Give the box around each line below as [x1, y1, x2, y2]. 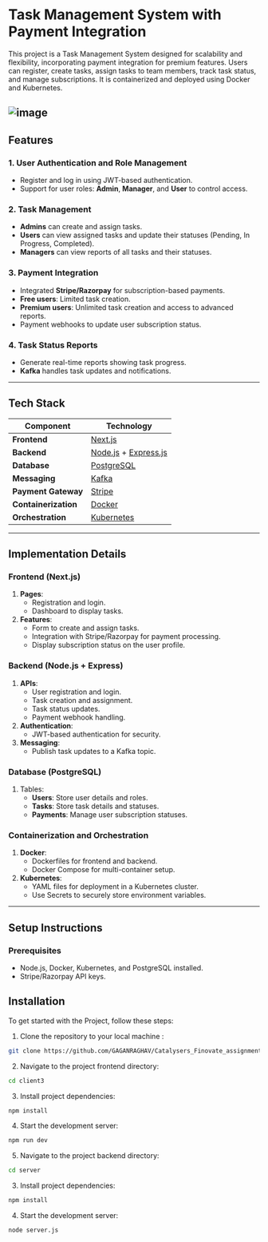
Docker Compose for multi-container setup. [31, 865, 175, 875]
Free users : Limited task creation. [19, 294, 131, 304]
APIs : [19, 678, 38, 688]
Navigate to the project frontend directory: [19, 1061, 160, 1071]
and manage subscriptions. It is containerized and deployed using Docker [8, 74, 250, 84]
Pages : [19, 589, 44, 599]
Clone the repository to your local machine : [19, 1031, 164, 1041]
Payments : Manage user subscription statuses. [31, 810, 188, 819]
